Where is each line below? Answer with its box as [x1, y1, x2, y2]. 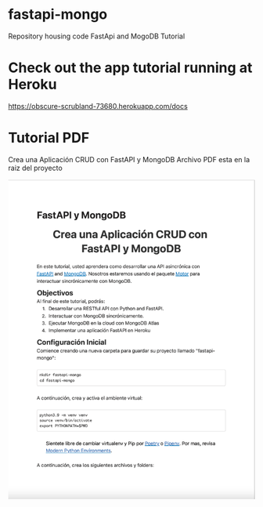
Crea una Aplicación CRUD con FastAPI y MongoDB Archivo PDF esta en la [8, 154, 250, 164]
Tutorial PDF [8, 129, 90, 147]
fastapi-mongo [8, 5, 108, 24]
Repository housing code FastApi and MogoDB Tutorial [8, 31, 186, 41]
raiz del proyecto [8, 163, 63, 172]
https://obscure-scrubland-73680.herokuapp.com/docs [8, 101, 188, 110]
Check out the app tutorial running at [8, 59, 253, 77]
